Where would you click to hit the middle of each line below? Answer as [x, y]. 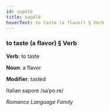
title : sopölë [24, 17]
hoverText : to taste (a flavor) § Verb [55, 22]
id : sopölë [20, 12]
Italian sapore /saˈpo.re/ [35, 90]
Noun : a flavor [24, 67]
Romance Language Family [40, 102]
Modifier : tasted [26, 79]
